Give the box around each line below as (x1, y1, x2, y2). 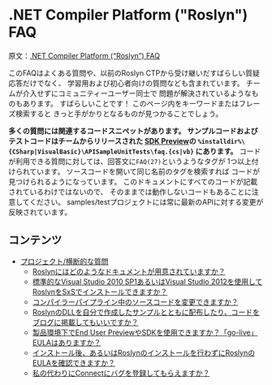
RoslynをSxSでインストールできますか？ (32, 287, 168, 296)
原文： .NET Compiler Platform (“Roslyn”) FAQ (8, 50, 161, 60)
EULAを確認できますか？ (32, 357, 116, 367)
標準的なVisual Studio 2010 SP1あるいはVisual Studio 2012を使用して (32, 276, 263, 286)
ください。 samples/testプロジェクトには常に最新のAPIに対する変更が (29, 197, 264, 206)
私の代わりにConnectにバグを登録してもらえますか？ (32, 368, 210, 378)
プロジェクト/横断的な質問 (19, 256, 109, 266)
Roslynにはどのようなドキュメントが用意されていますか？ (32, 266, 226, 276)
